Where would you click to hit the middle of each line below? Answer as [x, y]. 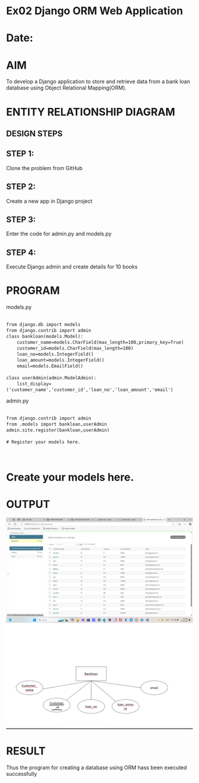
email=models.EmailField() [50, 366]
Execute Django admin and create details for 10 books [72, 267]
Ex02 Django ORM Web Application [95, 11]
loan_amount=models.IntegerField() [61, 360]
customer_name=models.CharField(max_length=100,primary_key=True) [100, 343]
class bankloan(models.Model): [45, 337]
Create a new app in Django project [49, 201]
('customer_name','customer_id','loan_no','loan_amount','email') [90, 390]
